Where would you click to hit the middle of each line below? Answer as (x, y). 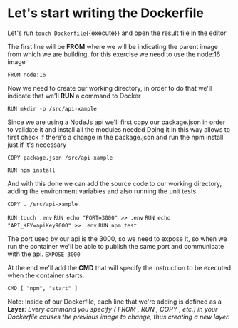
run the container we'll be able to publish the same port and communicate (116, 246)
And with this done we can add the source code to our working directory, (115, 183)
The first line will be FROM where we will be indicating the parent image (113, 46)
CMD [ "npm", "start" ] (43, 288)
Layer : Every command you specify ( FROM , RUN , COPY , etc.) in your (113, 309)
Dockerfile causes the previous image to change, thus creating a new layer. (119, 317)
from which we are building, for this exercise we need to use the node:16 (114, 54)
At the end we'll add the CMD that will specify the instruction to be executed (119, 267)
